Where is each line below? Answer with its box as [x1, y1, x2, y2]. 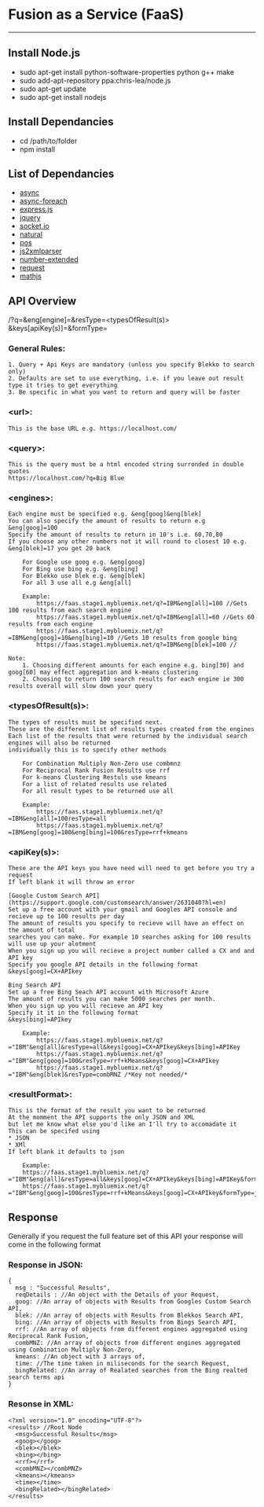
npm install [19, 144, 56, 154]
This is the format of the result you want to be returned [8, 1107, 206, 1115]
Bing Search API [8, 981, 61, 989]
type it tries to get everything [8, 381, 118, 390]
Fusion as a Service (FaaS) [8, 6, 185, 24]
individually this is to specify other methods [8, 745, 167, 754]
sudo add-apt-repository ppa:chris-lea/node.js [19, 75, 171, 85]
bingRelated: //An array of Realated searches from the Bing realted [15, 1366, 247, 1375]
